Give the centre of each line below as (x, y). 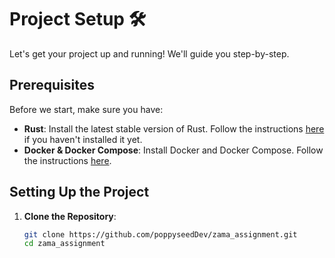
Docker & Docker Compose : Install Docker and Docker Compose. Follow (173, 150)
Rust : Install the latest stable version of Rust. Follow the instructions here (174, 128)
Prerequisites (52, 85)
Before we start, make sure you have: (86, 109)
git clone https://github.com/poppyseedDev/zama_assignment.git (160, 234)
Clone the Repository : (70, 216)
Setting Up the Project (79, 192)
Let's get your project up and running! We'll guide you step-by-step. (149, 53)
